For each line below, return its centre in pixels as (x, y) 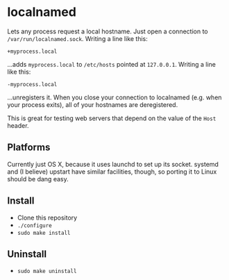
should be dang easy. (38, 179)
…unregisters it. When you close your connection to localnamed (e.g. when (114, 97)
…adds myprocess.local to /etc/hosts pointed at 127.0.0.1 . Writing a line (112, 64)
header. (18, 125)
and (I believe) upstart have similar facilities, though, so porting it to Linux (112, 172)
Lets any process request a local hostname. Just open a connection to (108, 31)
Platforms (29, 148)
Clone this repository (47, 217)
